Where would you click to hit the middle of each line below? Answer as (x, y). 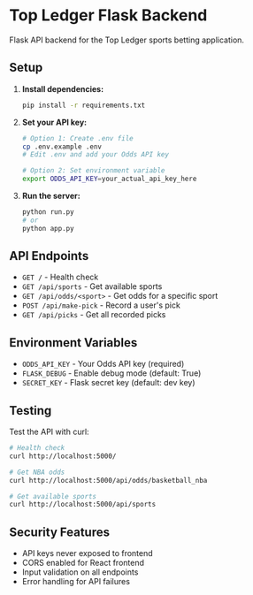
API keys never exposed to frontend (87, 553)
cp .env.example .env (61, 147)
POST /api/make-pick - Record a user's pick (101, 305)
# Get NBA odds (37, 472)
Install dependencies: (63, 88)
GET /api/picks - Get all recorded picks (94, 315)
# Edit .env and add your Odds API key (96, 155)
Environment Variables (73, 343)
